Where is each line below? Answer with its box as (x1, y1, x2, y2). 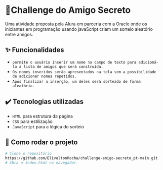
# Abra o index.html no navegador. (5, 161, 79, 166)
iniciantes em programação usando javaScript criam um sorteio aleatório (5, 26, 153, 32)
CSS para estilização (12, 118, 53, 124)
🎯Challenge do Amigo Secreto (5, 4, 131, 16)
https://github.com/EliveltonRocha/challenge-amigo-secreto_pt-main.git (5, 156, 158, 161)
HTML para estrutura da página (12, 113, 73, 119)
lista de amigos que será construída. (23, 64, 104, 69)
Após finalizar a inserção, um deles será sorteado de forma (12, 79, 141, 84)
